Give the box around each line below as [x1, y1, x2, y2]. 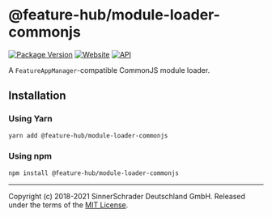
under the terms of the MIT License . [8, 200, 129, 210]
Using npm [8, 151, 53, 162]
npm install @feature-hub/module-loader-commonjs [8, 168, 180, 177]
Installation [8, 89, 66, 103]
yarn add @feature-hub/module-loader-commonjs [8, 131, 168, 139]
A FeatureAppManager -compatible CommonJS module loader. [8, 65, 210, 74]
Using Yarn [8, 113, 53, 125]
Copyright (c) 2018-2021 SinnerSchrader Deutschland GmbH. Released [8, 191, 245, 201]
